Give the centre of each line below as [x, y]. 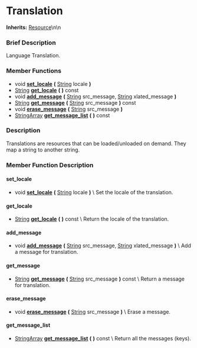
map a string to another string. [43, 150]
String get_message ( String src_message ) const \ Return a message [99, 279]
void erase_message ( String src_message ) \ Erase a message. [93, 311]
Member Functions [34, 71]
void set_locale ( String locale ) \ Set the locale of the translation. [94, 192]
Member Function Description [50, 165]
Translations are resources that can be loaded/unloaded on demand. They [96, 143]
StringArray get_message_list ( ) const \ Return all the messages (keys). [103, 338]
